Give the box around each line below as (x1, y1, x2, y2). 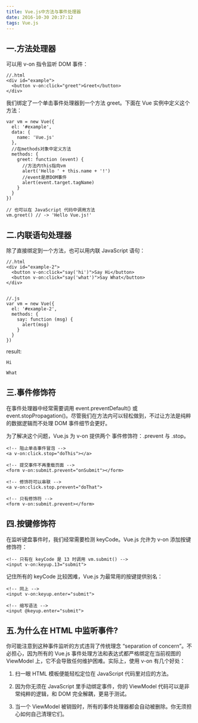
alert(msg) (21, 322, 49, 328)
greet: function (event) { (17, 157, 84, 163)
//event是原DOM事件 (21, 175, 67, 181)
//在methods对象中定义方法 (11, 146, 72, 152)
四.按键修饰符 (6, 518, 57, 529)
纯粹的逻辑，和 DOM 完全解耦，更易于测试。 (20, 690, 130, 697)
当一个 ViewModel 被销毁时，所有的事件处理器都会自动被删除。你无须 (14, 703, 187, 710)
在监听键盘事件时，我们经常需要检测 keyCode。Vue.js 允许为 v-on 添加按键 (6, 536, 191, 543)
